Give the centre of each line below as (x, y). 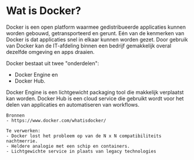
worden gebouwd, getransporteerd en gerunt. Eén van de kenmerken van (95, 33)
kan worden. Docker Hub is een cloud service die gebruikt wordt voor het (95, 98)
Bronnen (16, 115)
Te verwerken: (24, 131)
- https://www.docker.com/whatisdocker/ (56, 120)
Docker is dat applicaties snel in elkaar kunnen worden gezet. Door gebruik (97, 39)
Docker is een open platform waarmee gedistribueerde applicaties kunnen (96, 27)
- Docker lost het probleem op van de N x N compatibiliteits (84, 136)
